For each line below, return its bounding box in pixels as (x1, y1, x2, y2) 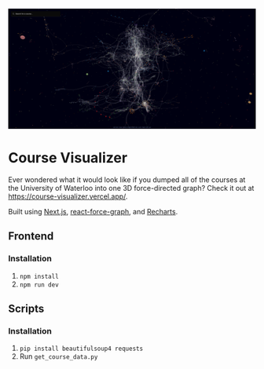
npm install (19, 272, 59, 280)
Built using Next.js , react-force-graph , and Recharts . (8, 207, 178, 217)
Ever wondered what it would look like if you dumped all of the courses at (8, 175, 246, 184)
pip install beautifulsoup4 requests (19, 345, 144, 353)
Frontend (8, 229, 54, 243)
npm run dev (19, 280, 59, 289)
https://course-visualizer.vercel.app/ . (8, 192, 128, 201)
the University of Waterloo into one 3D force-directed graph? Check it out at (8, 184, 255, 193)
